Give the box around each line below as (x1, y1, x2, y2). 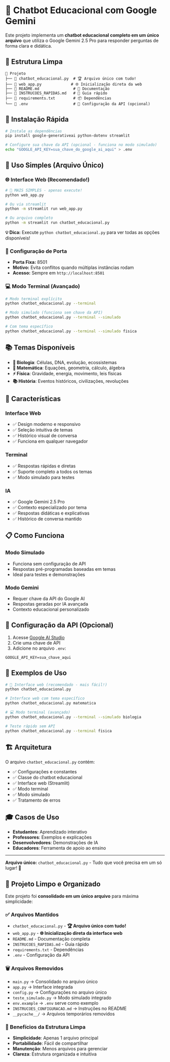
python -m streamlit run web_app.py (5, 206, 82, 212)
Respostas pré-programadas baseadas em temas (12, 566, 116, 572)
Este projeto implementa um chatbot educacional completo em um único (5, 32, 159, 38)
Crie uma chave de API (12, 640, 61, 646)
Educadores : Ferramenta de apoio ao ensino (12, 845, 106, 851)
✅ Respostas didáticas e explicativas (12, 510, 90, 516)
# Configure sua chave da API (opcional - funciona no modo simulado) (5, 142, 157, 147)
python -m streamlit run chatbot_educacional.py (5, 220, 110, 225)
